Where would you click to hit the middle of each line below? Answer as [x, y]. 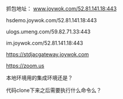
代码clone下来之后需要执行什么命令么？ [54, 90]
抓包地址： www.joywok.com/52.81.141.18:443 [61, 8]
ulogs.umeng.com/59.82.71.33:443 [48, 32]
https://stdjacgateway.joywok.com [47, 54]
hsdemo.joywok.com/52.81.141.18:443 [52, 20]
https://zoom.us [25, 66]
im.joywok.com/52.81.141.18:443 [45, 43]
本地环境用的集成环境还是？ [40, 78]
